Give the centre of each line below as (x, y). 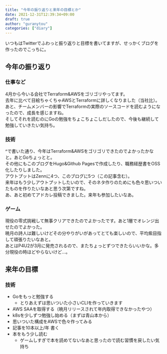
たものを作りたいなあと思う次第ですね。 (47, 189)
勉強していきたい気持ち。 (31, 125)
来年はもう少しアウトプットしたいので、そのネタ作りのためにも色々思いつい (84, 182)
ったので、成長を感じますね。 (36, 112)
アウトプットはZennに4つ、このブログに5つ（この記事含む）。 (69, 176)
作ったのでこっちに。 (27, 49)
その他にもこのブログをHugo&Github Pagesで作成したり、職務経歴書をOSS (83, 164)
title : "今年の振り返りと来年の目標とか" (43, 10)
